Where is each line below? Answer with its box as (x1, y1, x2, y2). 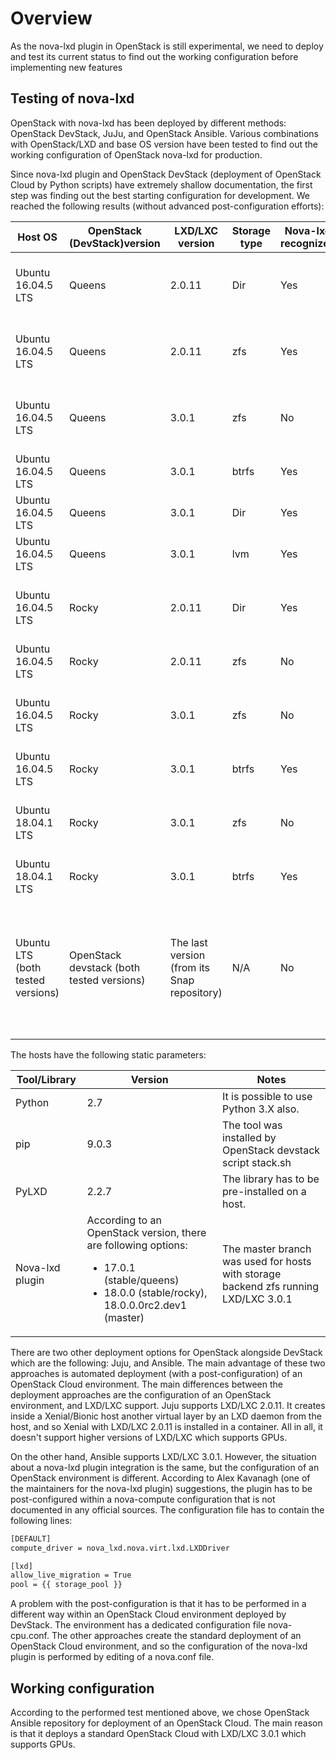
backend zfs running (222, 1279, 320, 1293)
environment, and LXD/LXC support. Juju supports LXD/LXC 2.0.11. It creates (10, 1399, 326, 1411)
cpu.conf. (10, 1630, 50, 1642)
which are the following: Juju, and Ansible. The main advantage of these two (10, 1357, 326, 1369)
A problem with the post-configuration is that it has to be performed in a (10, 1598, 307, 1610)
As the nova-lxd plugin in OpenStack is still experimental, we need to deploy (10, 40, 324, 52)
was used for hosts (222, 1254, 312, 1268)
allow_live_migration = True (10, 1570, 132, 1581)
